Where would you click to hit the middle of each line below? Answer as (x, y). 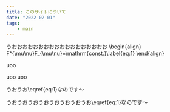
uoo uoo (17, 77)
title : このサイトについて (36, 12)
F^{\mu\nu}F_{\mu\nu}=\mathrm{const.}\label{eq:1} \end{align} (85, 54)
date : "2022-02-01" (31, 18)
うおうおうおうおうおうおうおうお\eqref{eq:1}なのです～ (77, 102)
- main (25, 29)
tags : (13, 23)
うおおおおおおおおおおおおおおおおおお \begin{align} (74, 47)
